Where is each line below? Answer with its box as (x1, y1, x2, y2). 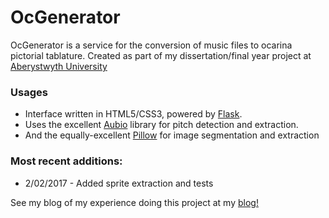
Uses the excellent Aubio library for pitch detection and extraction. (24, 119, 299, 131)
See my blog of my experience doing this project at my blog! (10, 196, 259, 208)
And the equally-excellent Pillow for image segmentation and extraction (24, 129, 320, 141)
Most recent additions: (10, 154, 123, 168)
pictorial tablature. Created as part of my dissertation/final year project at (10, 49, 312, 61)
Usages (10, 85, 48, 99)
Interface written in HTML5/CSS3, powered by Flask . (24, 108, 243, 120)
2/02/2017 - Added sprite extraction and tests (24, 177, 214, 189)
